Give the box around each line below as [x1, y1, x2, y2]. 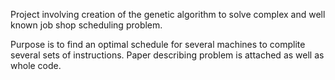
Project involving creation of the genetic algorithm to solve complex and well [10, 9, 326, 20]
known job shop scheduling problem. [10, 19, 163, 31]
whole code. [10, 60, 62, 71]
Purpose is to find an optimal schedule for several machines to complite [10, 39, 306, 50]
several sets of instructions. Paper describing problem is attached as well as [10, 49, 325, 61]
